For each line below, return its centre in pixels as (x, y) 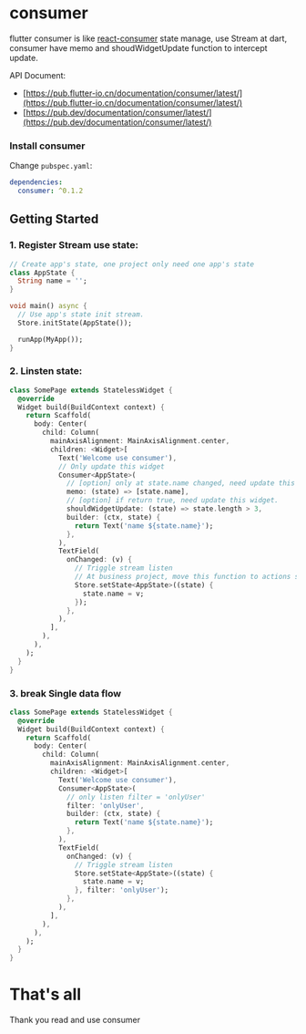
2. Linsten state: (46, 371)
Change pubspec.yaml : (51, 166)
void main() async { (49, 306)
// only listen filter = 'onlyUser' (136, 797)
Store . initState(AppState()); (75, 323)
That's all (46, 994)
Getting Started (54, 219)
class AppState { (42, 273)
